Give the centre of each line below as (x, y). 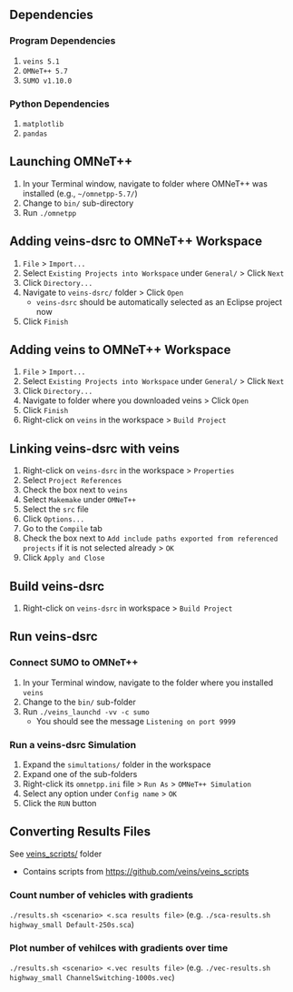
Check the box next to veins (75, 490)
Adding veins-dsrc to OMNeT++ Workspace (136, 242)
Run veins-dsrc (54, 637)
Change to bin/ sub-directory (78, 203)
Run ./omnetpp (49, 212)
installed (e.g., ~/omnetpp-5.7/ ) (80, 193)
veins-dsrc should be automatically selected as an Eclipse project (159, 302)
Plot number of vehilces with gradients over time (119, 948)
